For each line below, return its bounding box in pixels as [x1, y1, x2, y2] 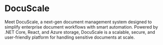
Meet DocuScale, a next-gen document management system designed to [4, 19, 152, 25]
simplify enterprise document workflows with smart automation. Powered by [4, 24, 158, 30]
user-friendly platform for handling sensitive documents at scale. [4, 34, 135, 40]
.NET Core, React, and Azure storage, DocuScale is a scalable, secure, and [4, 29, 156, 35]
